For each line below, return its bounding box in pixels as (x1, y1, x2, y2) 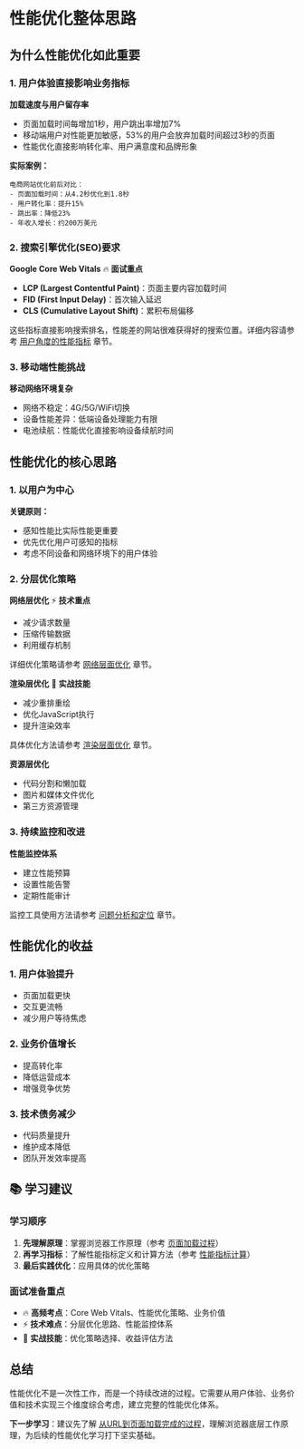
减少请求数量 (22, 618, 71, 628)
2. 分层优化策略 (9, 573, 77, 586)
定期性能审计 (22, 890, 71, 900)
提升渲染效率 (22, 720, 71, 731)
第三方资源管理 (22, 801, 79, 812)
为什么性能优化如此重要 (9, 47, 140, 63)
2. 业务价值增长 (9, 1037, 77, 1050)
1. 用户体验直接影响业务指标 (9, 76, 130, 89)
